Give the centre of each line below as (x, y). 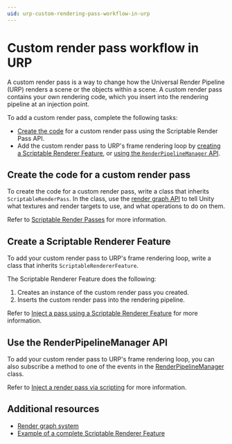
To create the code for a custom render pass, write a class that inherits (108, 191)
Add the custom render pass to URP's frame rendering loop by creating (119, 146)
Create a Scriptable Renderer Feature (89, 241)
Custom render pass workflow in (103, 48)
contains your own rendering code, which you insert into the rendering (108, 96)
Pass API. (31, 138)
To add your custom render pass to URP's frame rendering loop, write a (109, 258)
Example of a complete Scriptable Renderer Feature (91, 433)
